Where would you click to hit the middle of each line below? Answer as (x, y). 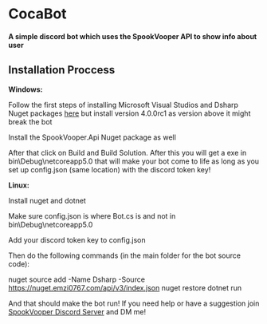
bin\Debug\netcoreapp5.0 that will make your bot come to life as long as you (134, 161)
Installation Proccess (62, 70)
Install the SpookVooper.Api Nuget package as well (92, 137)
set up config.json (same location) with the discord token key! (110, 169)
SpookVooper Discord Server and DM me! (77, 311)
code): (19, 263)
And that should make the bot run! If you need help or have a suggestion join (134, 303)
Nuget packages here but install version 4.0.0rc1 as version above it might (130, 113)
